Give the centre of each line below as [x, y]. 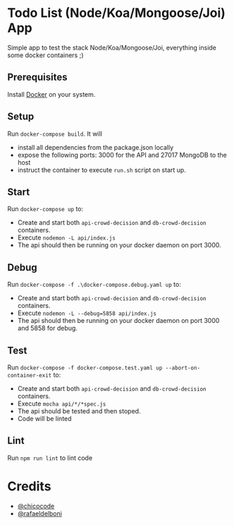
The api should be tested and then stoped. [79, 411]
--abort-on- [183, 368]
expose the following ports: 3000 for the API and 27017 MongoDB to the [122, 155]
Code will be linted [44, 419]
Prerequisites [37, 77]
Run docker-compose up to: [45, 209]
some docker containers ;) [45, 55]
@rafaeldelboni [39, 513]
